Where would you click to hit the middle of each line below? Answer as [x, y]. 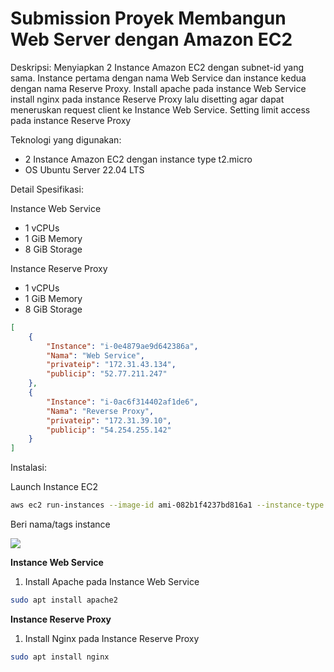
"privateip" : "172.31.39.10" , [109, 420]
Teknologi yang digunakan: [66, 139]
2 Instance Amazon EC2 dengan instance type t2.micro [138, 159]
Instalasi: [28, 468]
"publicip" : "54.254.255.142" [109, 430]
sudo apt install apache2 [64, 600]
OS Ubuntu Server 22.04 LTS [84, 169]
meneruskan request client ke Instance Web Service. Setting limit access [160, 109]
